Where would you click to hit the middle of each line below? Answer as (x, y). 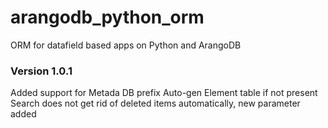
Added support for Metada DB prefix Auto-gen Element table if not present (164, 93)
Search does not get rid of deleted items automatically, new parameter (155, 103)
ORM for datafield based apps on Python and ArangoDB (126, 45)
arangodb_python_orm (107, 17)
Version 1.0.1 (41, 71)
